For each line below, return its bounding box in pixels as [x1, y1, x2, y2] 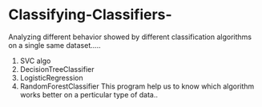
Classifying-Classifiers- [8, 6, 172, 24]
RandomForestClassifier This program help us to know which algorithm [19, 81, 255, 91]
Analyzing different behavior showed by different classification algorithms [8, 32, 252, 42]
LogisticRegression [19, 73, 84, 82]
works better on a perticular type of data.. [19, 89, 159, 99]
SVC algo [19, 56, 51, 65]
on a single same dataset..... [8, 40, 102, 50]
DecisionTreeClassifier [19, 64, 95, 73]
